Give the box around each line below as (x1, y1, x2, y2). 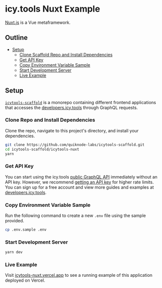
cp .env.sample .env (5, 227, 47, 232)
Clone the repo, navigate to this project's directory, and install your (5, 127, 139, 133)
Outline (5, 34, 28, 42)
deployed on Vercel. (5, 277, 45, 283)
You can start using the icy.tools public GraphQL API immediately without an (5, 174, 158, 180)
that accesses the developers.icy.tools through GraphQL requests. (5, 105, 138, 110)
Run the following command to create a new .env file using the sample (5, 213, 146, 218)
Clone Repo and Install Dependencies (5, 117, 96, 124)
